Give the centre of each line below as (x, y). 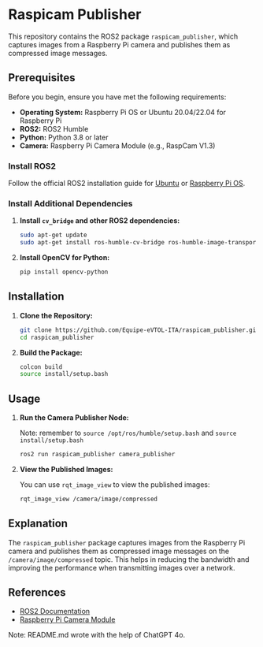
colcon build (41, 367)
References (37, 593)
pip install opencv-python (64, 272)
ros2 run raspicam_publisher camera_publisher (97, 455)
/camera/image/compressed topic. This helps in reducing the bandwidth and (129, 559)
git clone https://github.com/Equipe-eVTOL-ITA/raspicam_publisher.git (139, 330)
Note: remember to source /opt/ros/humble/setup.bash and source (128, 433)
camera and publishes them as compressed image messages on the (119, 551)
